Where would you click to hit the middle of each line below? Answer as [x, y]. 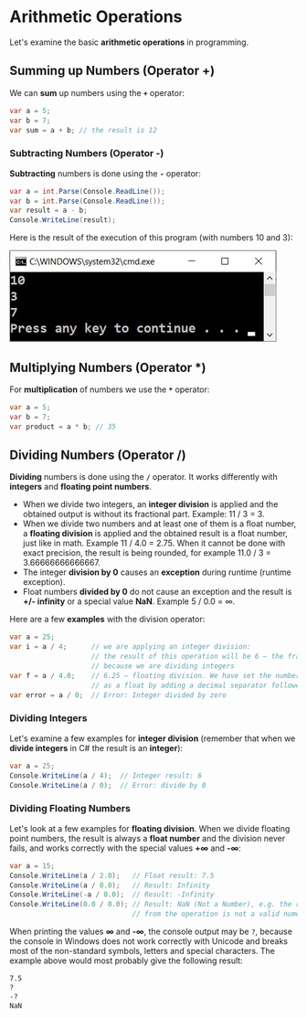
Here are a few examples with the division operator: [107, 620]
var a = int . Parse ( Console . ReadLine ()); [88, 191]
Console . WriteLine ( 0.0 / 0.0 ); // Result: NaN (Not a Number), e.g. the [151, 905]
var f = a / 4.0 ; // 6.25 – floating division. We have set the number [155, 675]
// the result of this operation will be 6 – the [187, 657]
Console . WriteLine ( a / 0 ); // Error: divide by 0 [108, 785]
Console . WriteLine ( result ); [63, 220]
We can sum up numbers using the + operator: [97, 92]
